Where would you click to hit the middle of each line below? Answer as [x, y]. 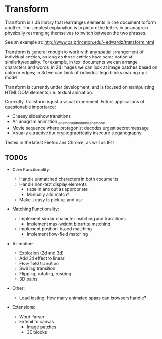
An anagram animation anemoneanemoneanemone [58, 122]
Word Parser [32, 316]
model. [12, 77]
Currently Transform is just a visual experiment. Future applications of [75, 101]
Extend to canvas [37, 321]
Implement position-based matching [56, 229]
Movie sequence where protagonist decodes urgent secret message [81, 128]
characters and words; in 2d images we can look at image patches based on [81, 67]
